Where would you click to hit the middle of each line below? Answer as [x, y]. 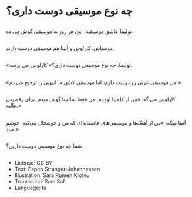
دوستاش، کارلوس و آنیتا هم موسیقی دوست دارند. [60, 48]
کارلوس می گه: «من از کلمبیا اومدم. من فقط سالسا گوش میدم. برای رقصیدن [91, 99]
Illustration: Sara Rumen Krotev [52, 175]
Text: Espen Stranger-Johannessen [57, 169]
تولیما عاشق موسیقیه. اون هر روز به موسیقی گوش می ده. [70, 31]
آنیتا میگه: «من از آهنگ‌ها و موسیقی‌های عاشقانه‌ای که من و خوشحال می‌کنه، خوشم [96, 122]
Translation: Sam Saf [40, 182]
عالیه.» [14, 106]
